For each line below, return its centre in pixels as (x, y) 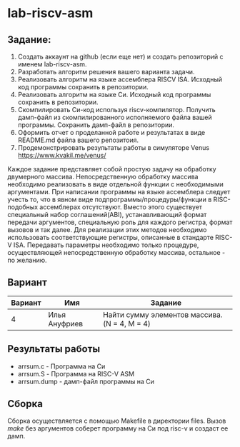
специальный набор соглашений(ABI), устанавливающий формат (107, 215)
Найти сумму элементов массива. (162, 314)
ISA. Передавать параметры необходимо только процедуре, (106, 245)
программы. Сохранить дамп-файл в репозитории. (96, 125)
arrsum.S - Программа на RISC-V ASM (76, 373)
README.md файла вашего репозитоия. (78, 140)
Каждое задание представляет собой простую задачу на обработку (112, 169)
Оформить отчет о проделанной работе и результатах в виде (111, 132)
